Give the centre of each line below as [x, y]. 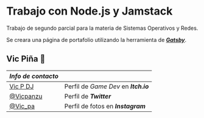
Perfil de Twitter [88, 96]
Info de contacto [34, 76]
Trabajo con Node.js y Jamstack [90, 11]
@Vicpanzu [26, 96]
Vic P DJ [22, 86]
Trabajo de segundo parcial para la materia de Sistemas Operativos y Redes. [102, 28]
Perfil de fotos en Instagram [105, 106]
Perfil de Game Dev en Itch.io [107, 86]
